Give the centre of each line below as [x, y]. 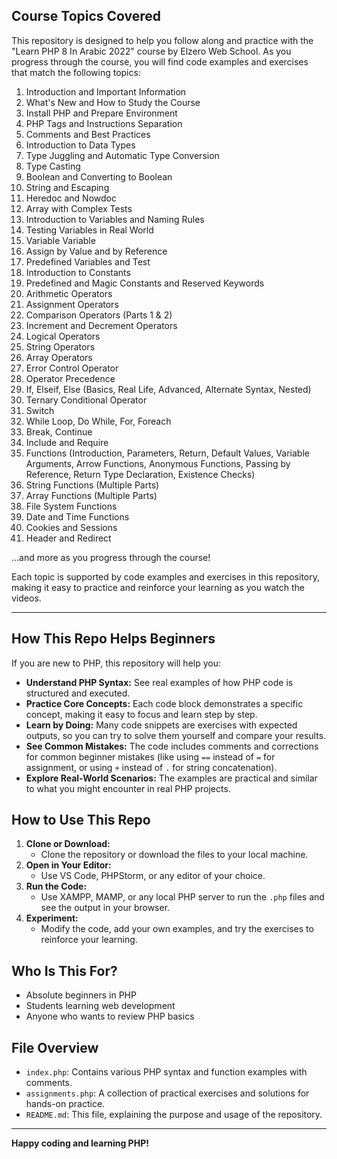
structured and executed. [78, 693]
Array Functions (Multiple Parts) [91, 495]
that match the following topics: [76, 72]
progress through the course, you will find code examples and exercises [160, 61]
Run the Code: [56, 886]
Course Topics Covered [86, 16]
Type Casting [53, 166]
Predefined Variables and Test [88, 261]
